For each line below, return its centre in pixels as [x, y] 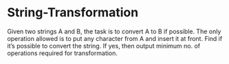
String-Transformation [73, 13]
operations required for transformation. [63, 53]
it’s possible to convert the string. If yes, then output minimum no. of [104, 46]
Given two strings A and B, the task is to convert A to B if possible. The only [114, 31]
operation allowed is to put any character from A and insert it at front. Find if [115, 38]
